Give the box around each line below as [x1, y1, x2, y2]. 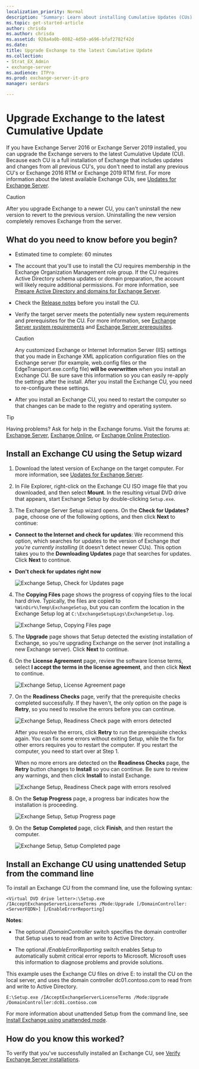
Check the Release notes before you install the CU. [14, 299, 140, 306]
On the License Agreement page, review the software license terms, [14, 657, 184, 664]
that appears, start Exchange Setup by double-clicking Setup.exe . [14, 495, 176, 502]
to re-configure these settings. [14, 384, 90, 391]
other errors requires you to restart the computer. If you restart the [14, 741, 178, 748]
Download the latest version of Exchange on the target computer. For [14, 465, 184, 472]
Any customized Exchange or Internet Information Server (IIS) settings [14, 346, 187, 353]
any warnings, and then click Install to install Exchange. [14, 772, 151, 779]
